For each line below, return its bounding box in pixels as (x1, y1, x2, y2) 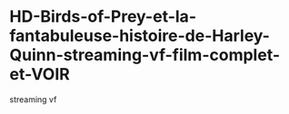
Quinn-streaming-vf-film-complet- (9, 45, 281, 65)
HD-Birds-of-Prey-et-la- (9, 6, 197, 27)
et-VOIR (9, 64, 70, 85)
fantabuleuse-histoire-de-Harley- (9, 25, 271, 46)
